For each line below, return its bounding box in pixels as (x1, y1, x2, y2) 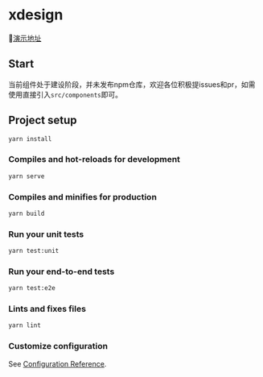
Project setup (8, 114, 78, 127)
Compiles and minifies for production (8, 191, 157, 202)
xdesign (8, 6, 64, 24)
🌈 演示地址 (8, 33, 42, 43)
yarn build (8, 209, 45, 217)
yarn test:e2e (8, 284, 56, 292)
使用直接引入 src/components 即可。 (8, 89, 123, 99)
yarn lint (8, 321, 42, 329)
